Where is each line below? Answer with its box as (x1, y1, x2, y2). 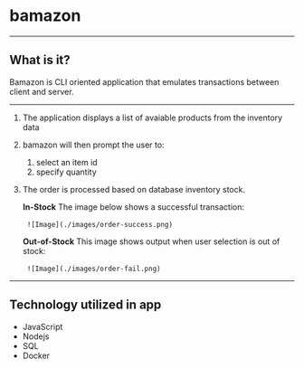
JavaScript (22, 321, 63, 332)
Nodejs (22, 331, 50, 342)
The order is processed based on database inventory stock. (22, 184, 246, 194)
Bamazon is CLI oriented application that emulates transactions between (9, 76, 280, 87)
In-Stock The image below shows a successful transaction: (22, 201, 244, 212)
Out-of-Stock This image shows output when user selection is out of (22, 236, 280, 247)
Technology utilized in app (9, 297, 162, 313)
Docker (22, 350, 51, 361)
